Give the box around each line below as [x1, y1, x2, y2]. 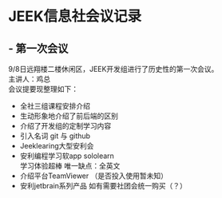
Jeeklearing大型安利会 [19, 141, 94, 150]
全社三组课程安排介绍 [19, 101, 90, 110]
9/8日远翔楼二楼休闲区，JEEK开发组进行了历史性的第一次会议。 [8, 65, 219, 73]
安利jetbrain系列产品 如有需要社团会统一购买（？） [19, 181, 188, 190]
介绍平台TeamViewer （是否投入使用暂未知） [19, 171, 168, 180]
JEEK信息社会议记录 [8, 7, 142, 26]
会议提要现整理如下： [8, 85, 78, 93]
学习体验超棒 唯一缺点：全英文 [19, 161, 121, 170]
